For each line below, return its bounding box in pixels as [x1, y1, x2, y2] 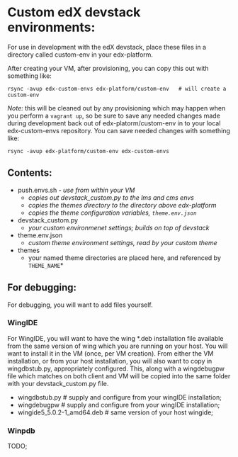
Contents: [7, 167, 52, 179]
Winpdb [7, 426, 35, 436]
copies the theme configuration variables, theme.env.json [28, 208, 197, 217]
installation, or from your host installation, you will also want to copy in [7, 356, 212, 365]
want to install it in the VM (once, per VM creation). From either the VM [7, 349, 214, 358]
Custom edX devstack [7, 4, 141, 21]
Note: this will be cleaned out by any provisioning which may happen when [7, 103, 226, 112]
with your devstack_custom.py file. [7, 379, 109, 388]
